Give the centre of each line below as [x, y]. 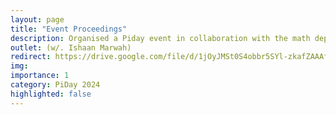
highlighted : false [51, 94]
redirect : [31, 57]
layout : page [37, 19]
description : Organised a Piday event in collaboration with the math [160, 38]
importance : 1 [40, 76]
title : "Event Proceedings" [69, 29]
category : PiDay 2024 [55, 85]
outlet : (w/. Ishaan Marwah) [71, 47]
